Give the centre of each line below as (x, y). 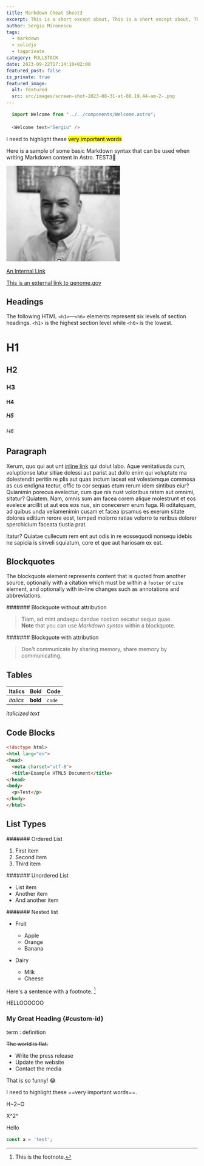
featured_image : (27, 83)
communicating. (41, 656)
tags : (13, 32)
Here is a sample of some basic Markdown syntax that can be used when (98, 151)
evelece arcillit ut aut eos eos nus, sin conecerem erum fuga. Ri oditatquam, (101, 504)
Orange (34, 942)
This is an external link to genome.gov (54, 282)
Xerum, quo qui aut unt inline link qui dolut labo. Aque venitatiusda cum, (96, 466)
